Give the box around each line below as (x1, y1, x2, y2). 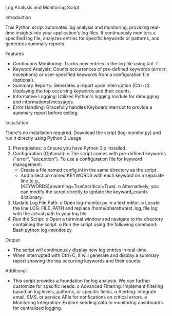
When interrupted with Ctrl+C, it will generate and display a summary (12, 252, 159, 258)
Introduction (5, 14, 31, 20)
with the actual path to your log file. (12, 211, 88, 216)
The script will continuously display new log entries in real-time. (12, 247, 148, 253)
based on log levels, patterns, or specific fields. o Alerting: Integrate (12, 289, 157, 294)
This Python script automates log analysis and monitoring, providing (5, 24, 149, 30)
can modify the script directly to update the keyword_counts (20, 189, 148, 195)
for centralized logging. (12, 305, 63, 311)
